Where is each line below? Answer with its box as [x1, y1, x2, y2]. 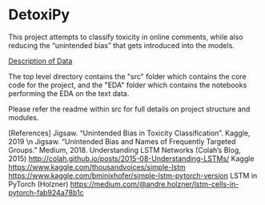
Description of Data [8, 56, 73, 66]
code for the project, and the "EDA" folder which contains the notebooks [8, 80, 247, 90]
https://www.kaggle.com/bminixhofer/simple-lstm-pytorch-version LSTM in [8, 171, 258, 180]
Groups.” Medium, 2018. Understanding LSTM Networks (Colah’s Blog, [8, 145, 242, 155]
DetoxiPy [8, 6, 70, 24]
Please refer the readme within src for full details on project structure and [8, 104, 251, 114]
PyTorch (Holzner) [8, 179, 69, 189]
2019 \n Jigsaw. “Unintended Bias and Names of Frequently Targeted [8, 136, 236, 146]
